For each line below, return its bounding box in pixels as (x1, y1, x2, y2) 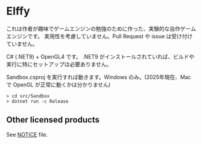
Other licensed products (6, 115, 99, 125)
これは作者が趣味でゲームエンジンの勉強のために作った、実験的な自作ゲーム (6, 25, 197, 32)
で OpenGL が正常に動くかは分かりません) (6, 80, 111, 88)
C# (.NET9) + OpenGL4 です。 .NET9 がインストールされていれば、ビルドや (6, 53, 195, 60)
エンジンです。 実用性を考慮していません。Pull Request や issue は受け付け (6, 32, 193, 40)
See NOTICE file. (6, 131, 48, 138)
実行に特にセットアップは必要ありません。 (6, 61, 112, 68)
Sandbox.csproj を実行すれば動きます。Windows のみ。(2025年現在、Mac (6, 73, 192, 80)
